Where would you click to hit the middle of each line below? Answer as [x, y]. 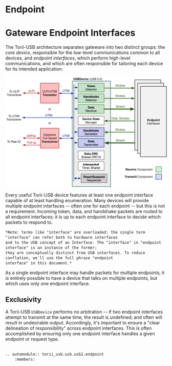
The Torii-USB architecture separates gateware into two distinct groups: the [85, 47]
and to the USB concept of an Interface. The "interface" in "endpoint [83, 242]
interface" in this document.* [39, 263]
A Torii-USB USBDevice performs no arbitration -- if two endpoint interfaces [84, 312]
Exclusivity [24, 300]
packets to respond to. [29, 222]
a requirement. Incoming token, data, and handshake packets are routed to [84, 211]
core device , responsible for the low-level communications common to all [83, 53]
